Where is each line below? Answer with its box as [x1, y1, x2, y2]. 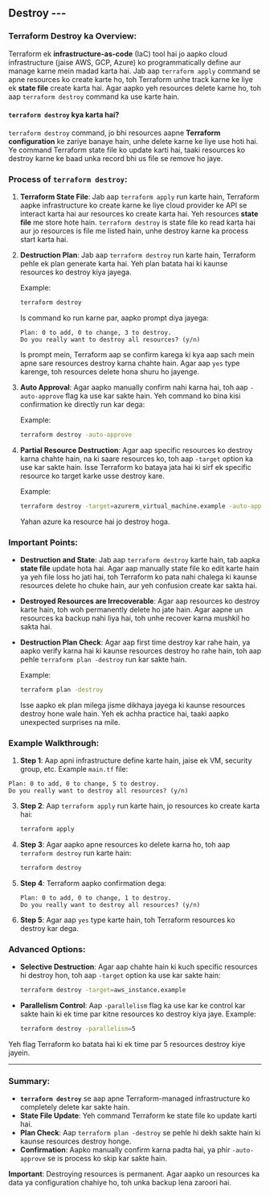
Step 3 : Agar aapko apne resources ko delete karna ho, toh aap [19, 840, 231, 850]
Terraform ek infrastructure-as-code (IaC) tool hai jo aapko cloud [8, 48, 227, 59]
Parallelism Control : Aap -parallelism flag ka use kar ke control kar [19, 1001, 246, 1011]
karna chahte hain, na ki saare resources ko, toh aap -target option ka [19, 454, 253, 464]
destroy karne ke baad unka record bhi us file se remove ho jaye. [8, 153, 223, 163]
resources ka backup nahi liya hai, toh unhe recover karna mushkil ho [19, 613, 251, 623]
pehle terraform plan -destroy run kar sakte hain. [19, 655, 187, 665]
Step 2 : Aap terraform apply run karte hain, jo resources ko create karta [19, 801, 260, 811]
